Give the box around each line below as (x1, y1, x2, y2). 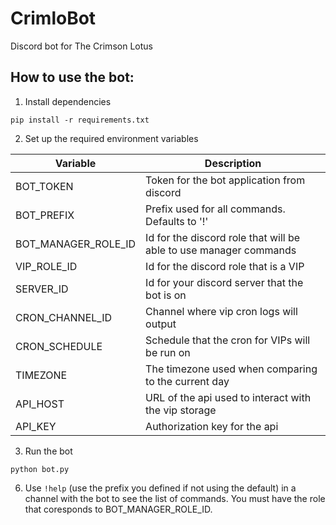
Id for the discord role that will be (145, 230, 301, 244)
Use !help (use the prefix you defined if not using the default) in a (24, 482, 297, 494)
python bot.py (10, 464, 70, 474)
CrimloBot (10, 7, 97, 30)
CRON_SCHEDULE (15, 339, 103, 353)
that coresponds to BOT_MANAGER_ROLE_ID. (24, 503, 213, 515)
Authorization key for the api (145, 419, 279, 433)
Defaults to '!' (145, 214, 209, 228)
